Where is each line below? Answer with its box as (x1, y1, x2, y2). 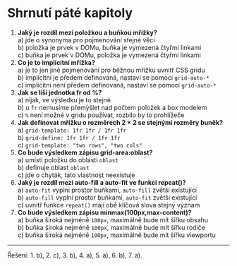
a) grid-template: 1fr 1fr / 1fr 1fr (17, 126, 127, 134)
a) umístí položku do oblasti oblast (17, 155, 119, 164)
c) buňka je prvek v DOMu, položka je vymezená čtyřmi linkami (17, 51, 201, 59)
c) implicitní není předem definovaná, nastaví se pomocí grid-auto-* (17, 80, 217, 89)
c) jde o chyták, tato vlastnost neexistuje (17, 171, 135, 179)
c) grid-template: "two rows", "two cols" (17, 140, 142, 149)
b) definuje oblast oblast (17, 163, 90, 171)
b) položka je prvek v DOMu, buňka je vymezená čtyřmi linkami (17, 43, 202, 52)
